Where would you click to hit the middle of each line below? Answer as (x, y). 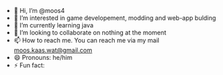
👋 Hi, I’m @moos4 (39, 11)
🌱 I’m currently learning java (54, 25)
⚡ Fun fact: (29, 65)
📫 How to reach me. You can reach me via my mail (87, 40)
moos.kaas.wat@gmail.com (53, 50)
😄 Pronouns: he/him (43, 57)
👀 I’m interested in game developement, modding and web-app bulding (115, 18)
